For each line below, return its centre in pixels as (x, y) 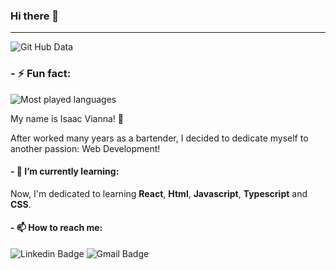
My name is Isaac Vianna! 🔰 (67, 118)
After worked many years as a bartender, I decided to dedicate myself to (159, 138)
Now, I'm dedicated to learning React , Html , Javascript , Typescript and (159, 193)
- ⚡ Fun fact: (41, 74)
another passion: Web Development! (85, 148)
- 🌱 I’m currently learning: (65, 171)
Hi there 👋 (35, 16)
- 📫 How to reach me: (56, 228)
